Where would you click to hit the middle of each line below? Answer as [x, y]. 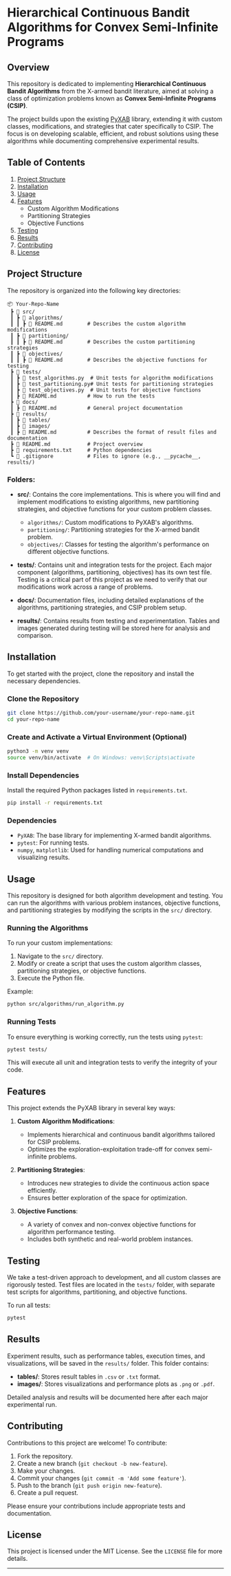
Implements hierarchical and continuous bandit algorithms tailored [121, 1135]
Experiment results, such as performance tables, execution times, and [106, 1356]
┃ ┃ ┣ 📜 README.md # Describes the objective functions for [109, 360]
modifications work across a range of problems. [85, 587]
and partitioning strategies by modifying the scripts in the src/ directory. [110, 910]
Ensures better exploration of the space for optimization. [107, 1198]
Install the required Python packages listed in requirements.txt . [97, 790]
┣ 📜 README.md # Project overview [76, 444]
